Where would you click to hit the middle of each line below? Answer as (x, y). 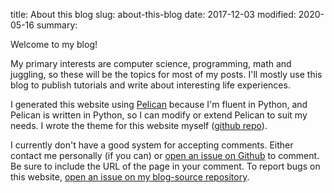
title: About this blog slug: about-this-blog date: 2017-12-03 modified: (153, 14)
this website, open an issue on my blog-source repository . (130, 177)
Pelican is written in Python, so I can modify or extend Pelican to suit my (159, 115)
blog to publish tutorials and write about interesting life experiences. (150, 85)
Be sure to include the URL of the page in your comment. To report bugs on (165, 166)
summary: (57, 25)
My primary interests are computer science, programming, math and (151, 63)
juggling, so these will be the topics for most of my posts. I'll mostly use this (166, 74)
